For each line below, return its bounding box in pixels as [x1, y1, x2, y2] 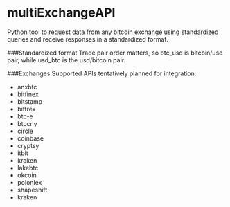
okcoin [17, 171, 37, 179]
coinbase [17, 134, 44, 143]
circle [17, 127, 33, 135]
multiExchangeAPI [7, 5, 116, 21]
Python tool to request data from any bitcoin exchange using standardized [7, 28, 219, 36]
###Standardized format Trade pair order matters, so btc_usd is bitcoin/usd [7, 48, 223, 57]
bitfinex [17, 90, 39, 98]
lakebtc [17, 163, 39, 172]
